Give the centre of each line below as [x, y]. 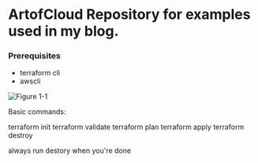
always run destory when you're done [70, 150]
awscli [30, 81]
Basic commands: [37, 112]
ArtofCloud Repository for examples [129, 15]
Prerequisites [34, 56]
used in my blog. [64, 31]
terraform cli [40, 73]
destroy [21, 135]
